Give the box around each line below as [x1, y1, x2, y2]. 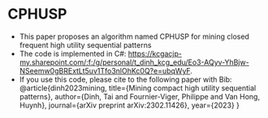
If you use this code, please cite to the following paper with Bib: [19, 74, 232, 84]
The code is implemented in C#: [19, 48, 127, 58]
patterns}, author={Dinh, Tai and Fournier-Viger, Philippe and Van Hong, [19, 91, 261, 101]
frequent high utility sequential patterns [19, 40, 152, 49]
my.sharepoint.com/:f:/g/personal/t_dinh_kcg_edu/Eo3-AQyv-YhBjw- [19, 57, 249, 67]
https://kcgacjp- [128, 48, 182, 58]
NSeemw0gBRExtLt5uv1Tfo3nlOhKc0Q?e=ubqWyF [19, 65, 191, 75]
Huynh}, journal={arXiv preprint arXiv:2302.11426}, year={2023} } [19, 100, 240, 110]
